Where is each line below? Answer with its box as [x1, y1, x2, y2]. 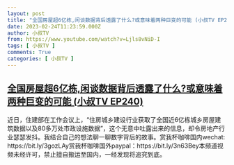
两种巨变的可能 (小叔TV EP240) [7, 96, 144, 107]
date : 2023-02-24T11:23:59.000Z [7, 23, 101, 30]
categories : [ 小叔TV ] [7, 55, 75, 62]
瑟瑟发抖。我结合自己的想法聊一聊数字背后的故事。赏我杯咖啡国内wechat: [13, 132, 226, 141]
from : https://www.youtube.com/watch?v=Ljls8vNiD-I [7, 36, 160, 43]
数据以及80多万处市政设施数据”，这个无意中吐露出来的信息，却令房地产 [13, 124, 219, 132]
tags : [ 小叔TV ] [7, 42, 56, 49]
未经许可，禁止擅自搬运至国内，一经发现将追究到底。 [13, 150, 166, 158]
